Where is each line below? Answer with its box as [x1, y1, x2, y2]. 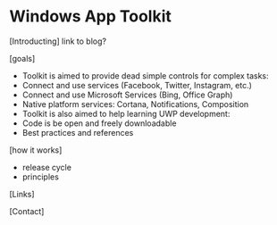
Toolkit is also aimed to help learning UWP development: [21, 108, 231, 119]
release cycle [21, 162, 71, 172]
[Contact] [9, 205, 45, 216]
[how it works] [9, 145, 63, 155]
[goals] [9, 53, 36, 63]
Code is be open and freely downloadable [21, 118, 177, 129]
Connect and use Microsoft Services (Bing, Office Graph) [21, 89, 233, 100]
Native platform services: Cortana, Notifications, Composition [21, 98, 249, 109]
